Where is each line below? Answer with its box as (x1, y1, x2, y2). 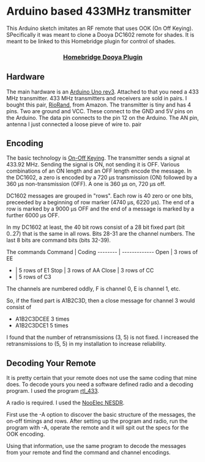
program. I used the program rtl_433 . (6, 387, 100, 395)
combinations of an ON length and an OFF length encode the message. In (6, 167, 192, 175)
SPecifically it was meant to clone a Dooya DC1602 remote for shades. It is (6, 31, 195, 38)
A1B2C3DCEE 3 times (15, 315, 70, 322)
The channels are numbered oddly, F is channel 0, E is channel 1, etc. (6, 285, 181, 292)
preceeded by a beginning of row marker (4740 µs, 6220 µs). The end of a (6, 199, 195, 206)
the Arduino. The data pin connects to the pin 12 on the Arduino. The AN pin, (6, 114, 199, 121)
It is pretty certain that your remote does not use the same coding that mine (6, 374, 197, 382)
